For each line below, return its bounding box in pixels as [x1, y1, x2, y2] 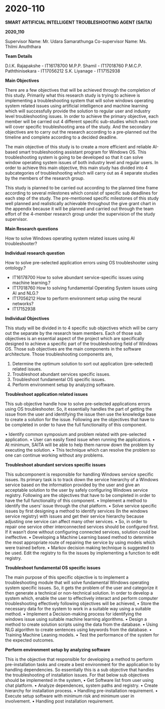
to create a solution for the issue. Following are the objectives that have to [5, 416, 155, 422]
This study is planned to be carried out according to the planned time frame [5, 184, 158, 190]
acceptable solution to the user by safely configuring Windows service [5, 487, 148, 493]
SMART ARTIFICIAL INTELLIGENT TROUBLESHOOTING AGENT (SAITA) [5, 19, 152, 25]
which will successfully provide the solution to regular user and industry [5, 108, 151, 114]
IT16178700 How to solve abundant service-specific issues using [12, 274, 144, 280]
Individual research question [5, 250, 65, 256]
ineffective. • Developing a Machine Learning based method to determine [5, 534, 154, 540]
